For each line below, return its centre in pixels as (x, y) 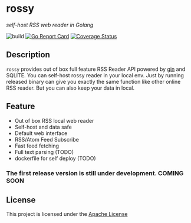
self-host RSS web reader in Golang (50, 25)
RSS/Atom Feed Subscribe (47, 139)
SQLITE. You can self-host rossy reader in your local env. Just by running (95, 75)
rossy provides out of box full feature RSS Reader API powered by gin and (96, 69)
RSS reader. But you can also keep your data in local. (70, 88)
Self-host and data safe (43, 127)
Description (28, 55)
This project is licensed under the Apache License (67, 214)
